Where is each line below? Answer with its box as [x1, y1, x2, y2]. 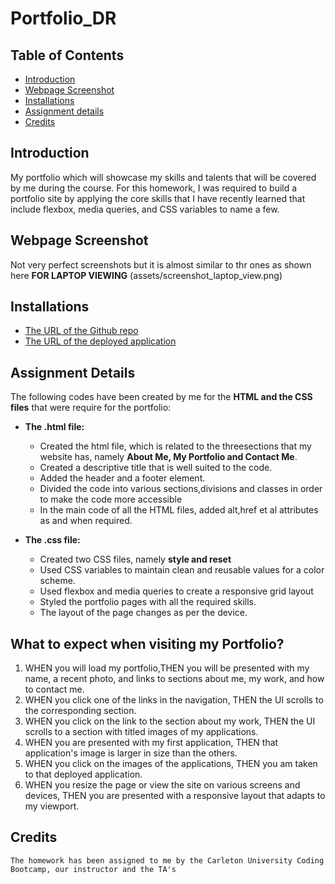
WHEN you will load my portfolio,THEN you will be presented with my [24, 662, 310, 674]
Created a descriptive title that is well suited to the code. [39, 462, 273, 474]
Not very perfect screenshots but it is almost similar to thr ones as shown [10, 258, 312, 271]
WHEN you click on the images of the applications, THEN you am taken [24, 758, 318, 770]
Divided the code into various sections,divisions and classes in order [39, 483, 323, 495]
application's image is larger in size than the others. [24, 747, 238, 759]
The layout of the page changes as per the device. [39, 607, 248, 619]
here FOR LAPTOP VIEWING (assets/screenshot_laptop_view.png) [10, 269, 283, 281]
